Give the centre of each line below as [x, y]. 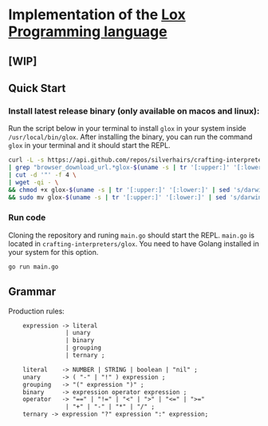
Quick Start [37, 88]
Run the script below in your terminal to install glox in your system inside [128, 129]
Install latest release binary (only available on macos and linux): [134, 111]
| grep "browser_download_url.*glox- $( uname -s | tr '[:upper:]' [119, 168]
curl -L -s [26, 160]
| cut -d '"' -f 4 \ [43, 175]
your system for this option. [53, 252]
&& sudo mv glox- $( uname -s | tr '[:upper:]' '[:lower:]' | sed [117, 197]
